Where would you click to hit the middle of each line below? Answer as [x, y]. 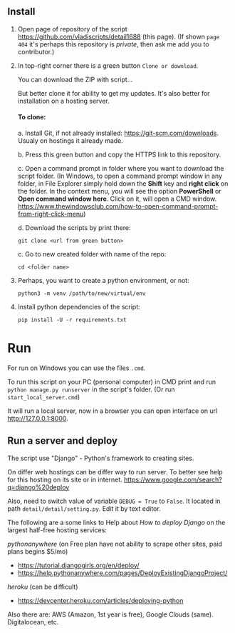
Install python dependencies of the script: [79, 307]
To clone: [32, 117]
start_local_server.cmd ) [44, 397]
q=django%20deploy [38, 487]
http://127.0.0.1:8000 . [38, 418]
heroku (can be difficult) [43, 587]
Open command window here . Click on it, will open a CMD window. [117, 199]
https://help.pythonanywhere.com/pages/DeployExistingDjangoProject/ [122, 573]
